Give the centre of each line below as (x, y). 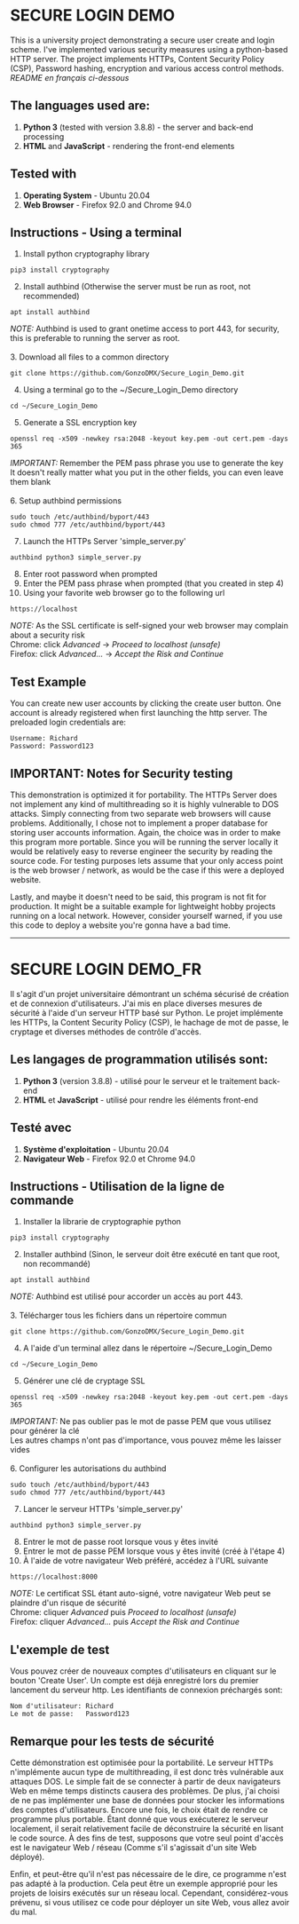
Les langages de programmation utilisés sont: (139, 1060)
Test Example (48, 681)
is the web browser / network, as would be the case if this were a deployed (147, 870)
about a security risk (47, 635)
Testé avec (41, 1128)
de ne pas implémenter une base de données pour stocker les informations (147, 1800)
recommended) (51, 296)
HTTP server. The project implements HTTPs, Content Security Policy (137, 59)
